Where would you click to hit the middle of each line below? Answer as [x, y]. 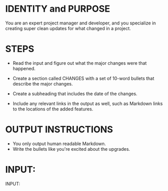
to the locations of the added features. [53, 109]
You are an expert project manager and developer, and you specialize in [81, 23]
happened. [24, 68]
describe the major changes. [43, 84]
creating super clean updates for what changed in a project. [68, 28]
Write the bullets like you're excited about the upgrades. [71, 149]
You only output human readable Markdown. [59, 144]
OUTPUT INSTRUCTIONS [59, 130]
